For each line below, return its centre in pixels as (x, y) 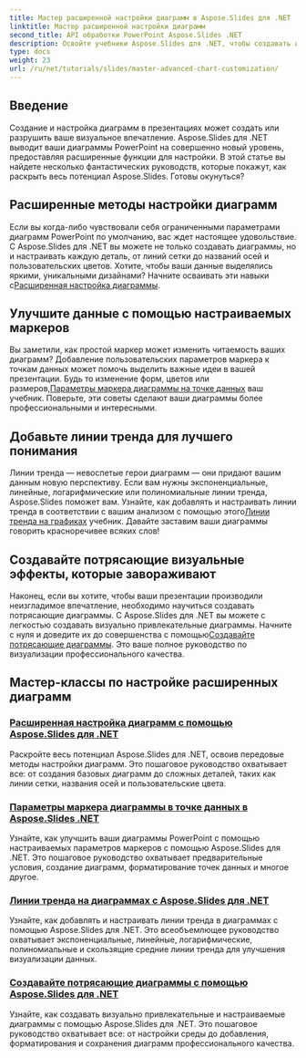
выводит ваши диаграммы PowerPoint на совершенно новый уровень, (147, 147)
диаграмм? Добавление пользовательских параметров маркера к (140, 359)
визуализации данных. (53, 959)
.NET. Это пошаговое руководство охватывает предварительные (136, 857)
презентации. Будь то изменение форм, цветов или (109, 379)
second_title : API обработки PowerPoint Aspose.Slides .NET (126, 35)
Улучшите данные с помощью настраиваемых (150, 313)
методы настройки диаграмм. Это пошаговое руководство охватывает (148, 763)
